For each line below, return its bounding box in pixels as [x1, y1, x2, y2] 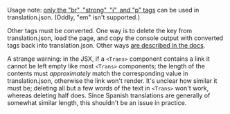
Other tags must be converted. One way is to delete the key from [7, 27, 193, 35]
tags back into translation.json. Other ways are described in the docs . [7, 41, 206, 49]
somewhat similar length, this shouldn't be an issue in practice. [7, 99, 187, 106]
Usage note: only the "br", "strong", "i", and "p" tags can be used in [7, 6, 200, 14]
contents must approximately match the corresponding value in [7, 69, 188, 77]
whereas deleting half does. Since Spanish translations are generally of [7, 91, 211, 99]
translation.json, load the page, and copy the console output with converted [7, 34, 224, 42]
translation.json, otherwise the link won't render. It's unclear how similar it [7, 77, 218, 85]
